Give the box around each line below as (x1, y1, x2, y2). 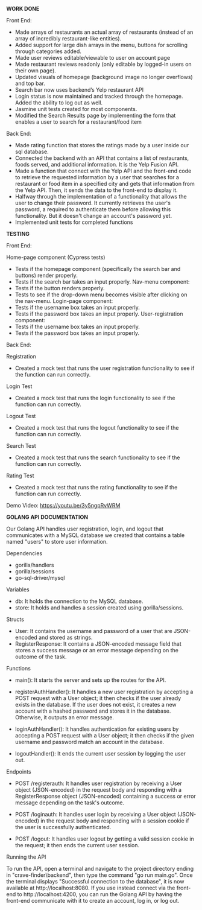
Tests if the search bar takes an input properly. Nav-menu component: (14, 278, 190, 285)
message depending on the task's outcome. (14, 799, 125, 806)
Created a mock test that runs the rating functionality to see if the (14, 484, 178, 491)
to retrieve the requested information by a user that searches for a (14, 174, 180, 180)
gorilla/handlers (14, 561, 54, 568)
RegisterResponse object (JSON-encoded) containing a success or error (14, 793, 196, 800)
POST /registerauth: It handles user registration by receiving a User (14, 780, 182, 787)
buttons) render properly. (14, 272, 78, 279)
